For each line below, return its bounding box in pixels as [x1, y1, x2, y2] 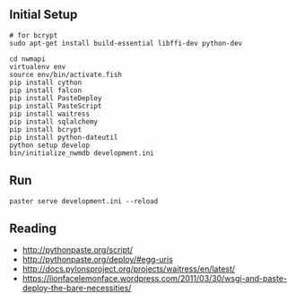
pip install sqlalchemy [9, 116, 99, 126]
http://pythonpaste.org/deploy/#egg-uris [22, 255, 173, 265]
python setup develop [9, 141, 91, 150]
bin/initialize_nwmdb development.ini [9, 148, 154, 158]
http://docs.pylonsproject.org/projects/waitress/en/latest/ [22, 263, 236, 274]
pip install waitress [9, 109, 91, 118]
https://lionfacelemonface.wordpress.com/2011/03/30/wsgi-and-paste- [22, 273, 288, 284]
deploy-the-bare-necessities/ [22, 282, 132, 294]
